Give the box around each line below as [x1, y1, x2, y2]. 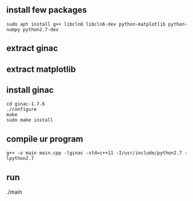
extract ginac [6, 43, 58, 54]
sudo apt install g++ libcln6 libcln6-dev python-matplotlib [6, 21, 166, 27]
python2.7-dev [22, 26, 59, 32]
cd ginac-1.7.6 [6, 101, 45, 107]
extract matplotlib [6, 64, 76, 74]
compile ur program [6, 134, 84, 144]
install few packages [6, 5, 87, 15]
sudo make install [6, 117, 53, 123]
